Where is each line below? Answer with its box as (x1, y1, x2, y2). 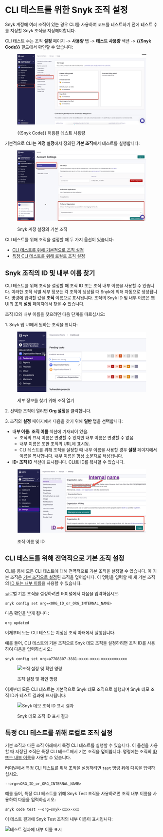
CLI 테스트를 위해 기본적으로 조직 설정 (12, 247, 84, 253)
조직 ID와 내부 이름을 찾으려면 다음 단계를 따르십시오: (5, 311, 106, 317)
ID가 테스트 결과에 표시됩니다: (10, 692, 67, 698)
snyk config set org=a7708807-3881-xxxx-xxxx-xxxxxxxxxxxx (5, 656, 127, 661)
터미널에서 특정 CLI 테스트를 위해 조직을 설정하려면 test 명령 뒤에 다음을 (5, 765, 143, 771)
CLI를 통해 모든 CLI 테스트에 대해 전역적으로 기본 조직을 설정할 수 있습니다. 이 (5, 568, 152, 574)
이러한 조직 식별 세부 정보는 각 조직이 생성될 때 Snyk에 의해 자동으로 (11, 289, 141, 295)
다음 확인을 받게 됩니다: (5, 610, 50, 616)
